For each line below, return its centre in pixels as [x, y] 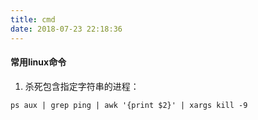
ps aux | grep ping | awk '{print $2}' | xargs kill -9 [129, 105]
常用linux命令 [38, 62]
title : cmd [33, 19]
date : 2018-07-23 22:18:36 [66, 29]
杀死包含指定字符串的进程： [82, 86]
